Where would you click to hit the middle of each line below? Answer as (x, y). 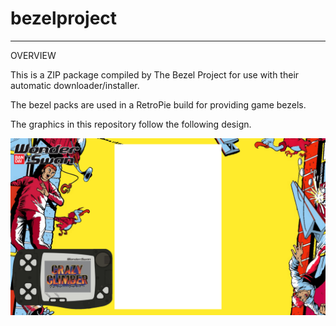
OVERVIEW (33, 55)
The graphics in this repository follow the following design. (131, 124)
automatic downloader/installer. (75, 85)
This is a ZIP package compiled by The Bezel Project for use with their (155, 74)
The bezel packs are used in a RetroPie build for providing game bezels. (158, 104)
